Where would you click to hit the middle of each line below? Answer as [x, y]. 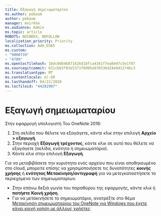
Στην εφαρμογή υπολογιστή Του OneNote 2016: [53, 124]
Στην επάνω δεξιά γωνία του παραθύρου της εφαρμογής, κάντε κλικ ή [84, 188]
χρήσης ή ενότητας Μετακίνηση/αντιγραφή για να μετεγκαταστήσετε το [80, 173]
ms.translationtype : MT [29, 73]
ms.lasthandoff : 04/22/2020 [33, 82]
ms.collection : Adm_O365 [30, 46]
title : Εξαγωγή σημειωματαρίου [37, 9]
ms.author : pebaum [24, 14]
